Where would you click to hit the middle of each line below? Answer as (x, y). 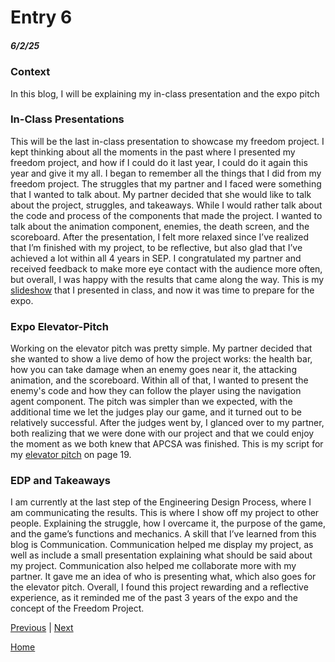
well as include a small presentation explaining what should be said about (161, 555)
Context (30, 72)
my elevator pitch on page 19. (71, 455)
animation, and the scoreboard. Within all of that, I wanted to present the (159, 380)
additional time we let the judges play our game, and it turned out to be (156, 412)
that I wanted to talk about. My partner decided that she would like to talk (161, 194)
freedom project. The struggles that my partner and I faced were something (166, 183)
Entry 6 (41, 17)
